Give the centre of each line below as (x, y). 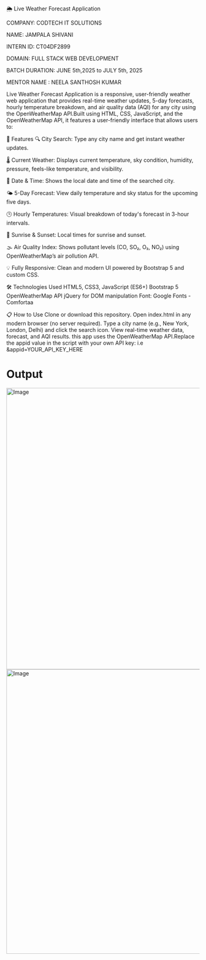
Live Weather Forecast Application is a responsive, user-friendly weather (98, 94)
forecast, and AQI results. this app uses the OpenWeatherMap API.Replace (101, 336)
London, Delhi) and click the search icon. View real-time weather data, (95, 330)
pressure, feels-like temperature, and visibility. (65, 169)
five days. (19, 202)
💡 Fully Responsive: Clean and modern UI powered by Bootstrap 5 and (95, 268)
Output (25, 374)
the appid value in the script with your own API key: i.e (75, 343)
